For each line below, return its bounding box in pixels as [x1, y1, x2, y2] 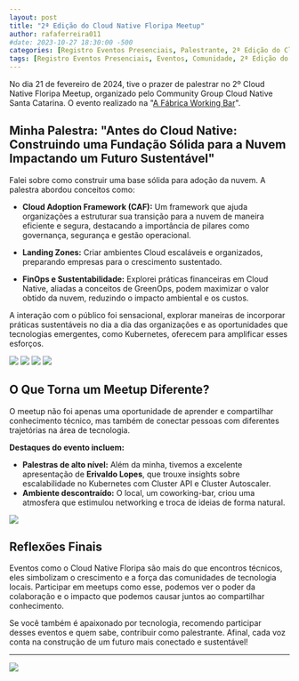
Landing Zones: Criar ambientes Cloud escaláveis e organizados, [21, 246, 263, 258]
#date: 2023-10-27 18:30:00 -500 [9, 37, 133, 47]
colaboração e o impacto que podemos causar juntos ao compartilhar [9, 591, 265, 602]
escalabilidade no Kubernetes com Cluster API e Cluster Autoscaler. [21, 477, 271, 489]
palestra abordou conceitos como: [9, 184, 135, 195]
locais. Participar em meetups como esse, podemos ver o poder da [9, 581, 256, 592]
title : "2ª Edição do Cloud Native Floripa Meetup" [9, 21, 205, 30]
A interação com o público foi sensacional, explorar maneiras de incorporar [9, 309, 286, 320]
